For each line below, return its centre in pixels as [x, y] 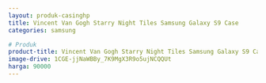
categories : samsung [42, 30]
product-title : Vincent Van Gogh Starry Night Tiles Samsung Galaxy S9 [129, 52]
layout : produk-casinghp [49, 15]
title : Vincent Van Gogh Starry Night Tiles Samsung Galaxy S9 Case [123, 23]
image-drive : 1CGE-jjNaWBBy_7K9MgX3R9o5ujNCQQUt [90, 59]
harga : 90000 [30, 67]
